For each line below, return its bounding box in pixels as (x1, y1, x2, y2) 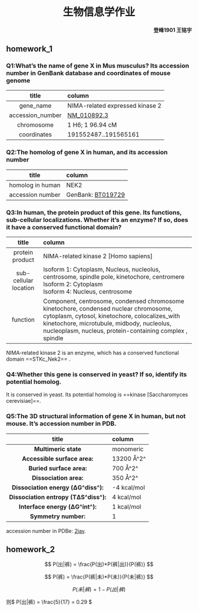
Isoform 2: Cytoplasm (43, 280, 103, 289)
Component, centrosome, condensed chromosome (43, 297, 184, 305)
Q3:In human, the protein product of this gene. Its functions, (6, 208, 182, 216)
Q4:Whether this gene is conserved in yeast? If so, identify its (6, 370, 187, 379)
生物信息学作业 (62, 5, 136, 19)
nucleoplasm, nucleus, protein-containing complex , (43, 326, 188, 335)
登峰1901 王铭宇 (153, 26, 192, 33)
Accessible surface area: (22, 454, 94, 463)
